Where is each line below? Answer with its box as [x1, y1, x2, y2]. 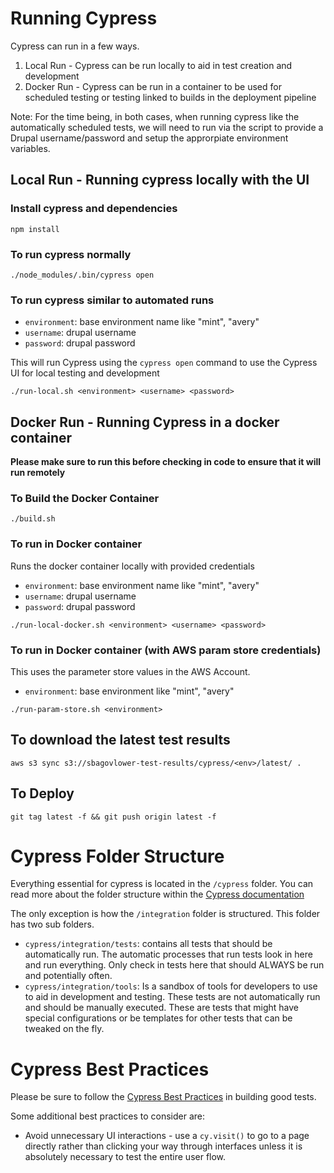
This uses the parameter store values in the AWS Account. [10, 665, 251, 677]
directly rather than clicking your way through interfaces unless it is [24, 1140, 303, 1152]
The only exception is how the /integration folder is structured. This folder [10, 908, 321, 920]
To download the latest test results [10, 732, 231, 749]
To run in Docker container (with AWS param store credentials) [10, 643, 322, 657]
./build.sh [10, 514, 56, 524]
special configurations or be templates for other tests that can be [24, 1012, 293, 1024]
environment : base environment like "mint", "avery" [24, 685, 235, 697]
